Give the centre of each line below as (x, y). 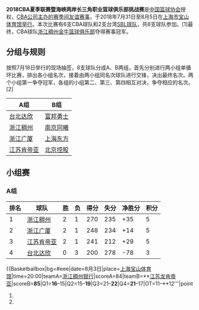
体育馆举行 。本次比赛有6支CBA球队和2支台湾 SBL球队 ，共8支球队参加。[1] (97, 24)
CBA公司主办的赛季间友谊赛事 (53, 17)
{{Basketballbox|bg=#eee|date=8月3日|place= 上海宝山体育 (79, 268)
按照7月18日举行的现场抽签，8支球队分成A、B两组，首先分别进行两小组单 (96, 67)
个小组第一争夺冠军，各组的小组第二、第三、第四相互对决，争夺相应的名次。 (100, 82)
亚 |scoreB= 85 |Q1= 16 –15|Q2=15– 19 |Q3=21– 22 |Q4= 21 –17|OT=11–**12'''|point (99, 283)
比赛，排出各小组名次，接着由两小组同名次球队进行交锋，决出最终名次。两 (102, 75)
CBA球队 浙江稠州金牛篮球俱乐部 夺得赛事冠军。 (74, 31)
